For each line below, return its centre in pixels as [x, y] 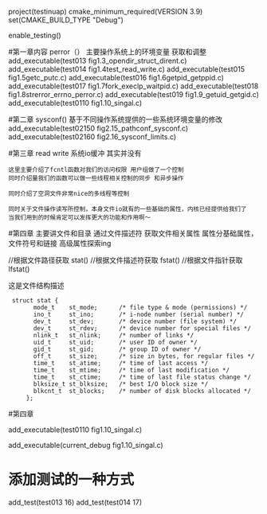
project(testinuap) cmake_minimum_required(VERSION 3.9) [106, 12]
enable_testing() [35, 35]
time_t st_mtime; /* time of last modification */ [131, 370]
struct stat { [35, 301]
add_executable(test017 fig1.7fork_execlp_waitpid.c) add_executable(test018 [133, 86]
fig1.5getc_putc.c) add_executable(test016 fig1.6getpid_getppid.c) [116, 78]
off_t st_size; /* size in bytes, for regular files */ [144, 356]
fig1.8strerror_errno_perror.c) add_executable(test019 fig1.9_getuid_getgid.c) [133, 94]
